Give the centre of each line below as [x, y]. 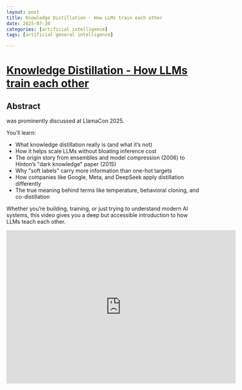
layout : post [23, 12]
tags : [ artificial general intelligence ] [60, 35]
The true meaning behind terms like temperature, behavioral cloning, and [107, 190]
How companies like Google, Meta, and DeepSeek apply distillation [100, 177]
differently [28, 184]
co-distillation [32, 197]
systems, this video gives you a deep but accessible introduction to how [97, 215]
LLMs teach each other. [36, 222]
